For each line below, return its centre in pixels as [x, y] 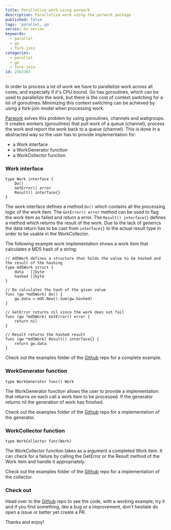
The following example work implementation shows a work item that [77, 244]
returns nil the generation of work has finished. [55, 402]
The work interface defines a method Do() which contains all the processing [85, 207]
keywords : [16, 34]
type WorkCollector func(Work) [39, 441]
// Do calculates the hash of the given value [56, 290]
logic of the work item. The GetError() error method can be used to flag [82, 212]
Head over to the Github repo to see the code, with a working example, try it [85, 501]
